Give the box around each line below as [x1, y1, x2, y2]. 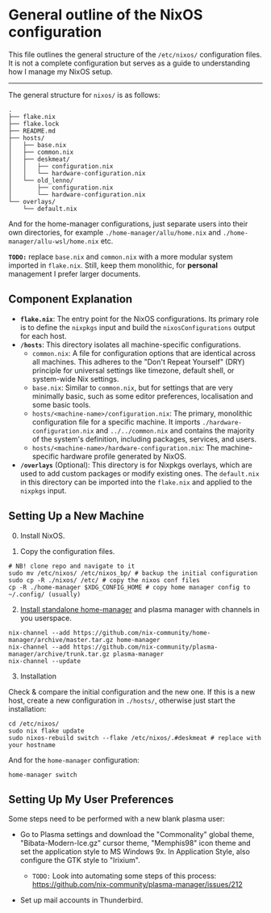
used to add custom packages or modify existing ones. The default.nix [19, 468, 260, 478]
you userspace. [19, 613, 73, 623]
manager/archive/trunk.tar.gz [8, 649, 110, 658]
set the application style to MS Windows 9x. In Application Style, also [19, 847, 250, 856]
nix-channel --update [8, 657, 81, 665]
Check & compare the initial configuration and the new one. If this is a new [8, 687, 256, 696]
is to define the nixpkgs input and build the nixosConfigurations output [19, 322, 256, 332]
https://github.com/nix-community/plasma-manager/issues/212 [31, 880, 244, 890]
